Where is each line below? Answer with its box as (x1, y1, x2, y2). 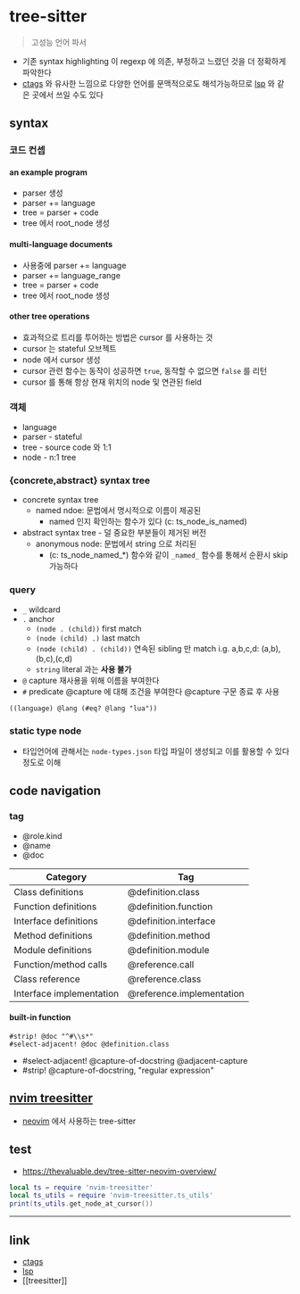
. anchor (21, 613, 55, 624)
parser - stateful (21, 431, 83, 443)
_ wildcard (21, 604, 61, 615)
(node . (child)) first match (35, 623, 142, 634)
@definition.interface (128, 915, 216, 927)
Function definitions (13, 900, 97, 912)
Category (46, 870, 87, 883)
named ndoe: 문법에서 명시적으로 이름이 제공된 (35, 505, 202, 516)
